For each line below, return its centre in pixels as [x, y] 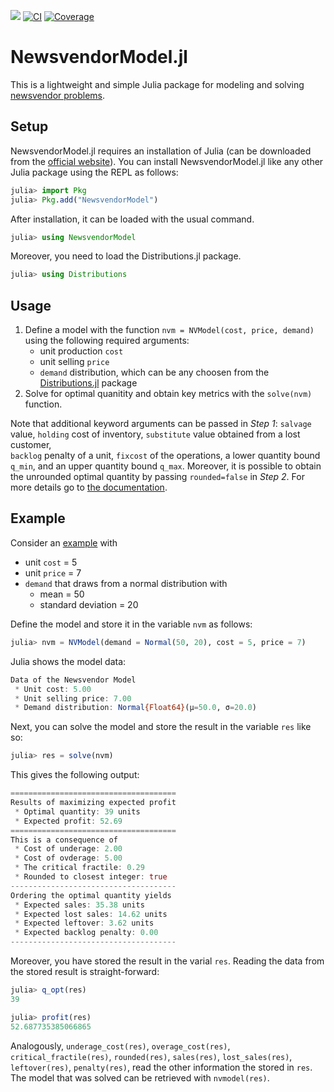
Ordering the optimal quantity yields [91, 895]
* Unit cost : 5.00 [53, 689]
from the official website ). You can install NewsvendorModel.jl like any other [167, 161]
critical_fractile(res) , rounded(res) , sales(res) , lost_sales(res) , [151, 1056]
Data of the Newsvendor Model [73, 680]
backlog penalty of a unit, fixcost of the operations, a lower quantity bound [165, 456]
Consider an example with [64, 542]
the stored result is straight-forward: [85, 971]
